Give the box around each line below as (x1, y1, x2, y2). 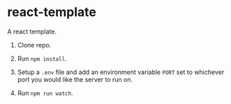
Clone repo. (17, 40, 52, 49)
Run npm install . (17, 54, 68, 63)
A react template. (7, 27, 57, 36)
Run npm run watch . (17, 89, 73, 97)
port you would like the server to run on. (17, 75, 133, 84)
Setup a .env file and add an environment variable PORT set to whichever (17, 68, 225, 76)
